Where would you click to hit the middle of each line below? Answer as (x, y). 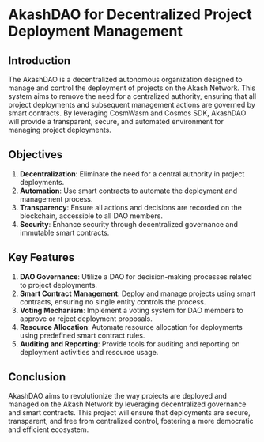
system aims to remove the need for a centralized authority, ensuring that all (132, 96)
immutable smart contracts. (64, 232)
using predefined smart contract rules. (82, 335)
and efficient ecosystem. (49, 429)
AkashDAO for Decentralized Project (130, 15)
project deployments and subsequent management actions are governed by (132, 105)
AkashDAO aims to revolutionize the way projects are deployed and (118, 396)
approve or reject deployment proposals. (86, 319)
